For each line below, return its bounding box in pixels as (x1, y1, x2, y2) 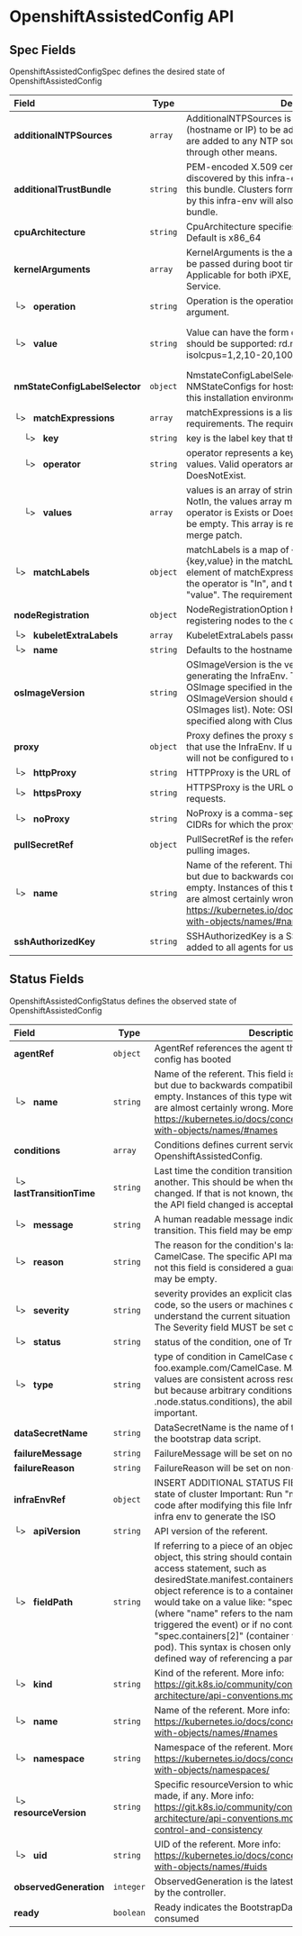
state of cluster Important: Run (154, 1487, 283, 1500)
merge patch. (185, 529, 243, 541)
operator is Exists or (185, 506, 271, 519)
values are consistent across (154, 1372, 276, 1385)
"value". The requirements (185, 588, 298, 601)
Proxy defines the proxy (185, 730, 288, 741)
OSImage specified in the (185, 681, 293, 693)
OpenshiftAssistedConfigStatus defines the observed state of (9, 995, 237, 1006)
